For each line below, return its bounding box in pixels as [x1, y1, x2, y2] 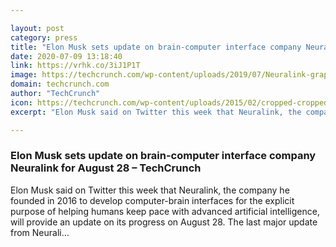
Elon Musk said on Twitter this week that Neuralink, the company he [10, 184, 290, 196]
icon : [10, 97, 33, 108]
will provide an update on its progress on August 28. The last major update [10, 216, 318, 228]
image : [10, 70, 38, 80]
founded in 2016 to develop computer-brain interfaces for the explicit [10, 194, 295, 206]
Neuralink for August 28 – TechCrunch [10, 161, 202, 175]
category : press [10, 32, 78, 43]
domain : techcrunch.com [10, 79, 110, 90]
